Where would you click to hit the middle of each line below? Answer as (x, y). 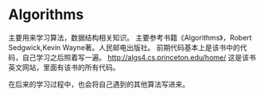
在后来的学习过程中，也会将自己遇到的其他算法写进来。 (99, 84)
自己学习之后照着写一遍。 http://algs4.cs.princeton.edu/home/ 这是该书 (139, 57)
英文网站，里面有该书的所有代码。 (64, 67)
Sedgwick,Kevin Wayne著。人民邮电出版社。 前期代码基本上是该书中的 (124, 47)
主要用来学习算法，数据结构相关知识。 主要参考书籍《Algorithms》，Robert (130, 37)
